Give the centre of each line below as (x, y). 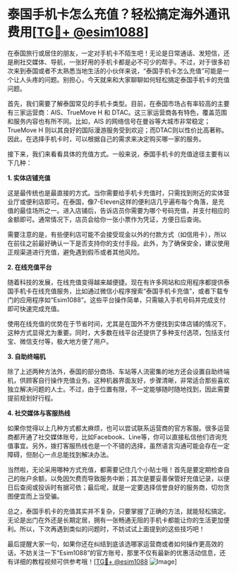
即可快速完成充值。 (35, 308)
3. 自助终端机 (26, 356)
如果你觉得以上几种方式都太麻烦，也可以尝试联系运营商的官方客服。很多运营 (119, 428)
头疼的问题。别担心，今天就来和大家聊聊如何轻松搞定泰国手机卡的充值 (128, 79)
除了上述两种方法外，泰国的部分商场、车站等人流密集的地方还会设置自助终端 (119, 371)
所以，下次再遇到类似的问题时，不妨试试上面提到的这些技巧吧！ (112, 528)
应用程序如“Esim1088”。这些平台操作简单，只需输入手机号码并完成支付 (123, 300)
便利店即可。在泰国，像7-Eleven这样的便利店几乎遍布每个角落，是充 (125, 202)
